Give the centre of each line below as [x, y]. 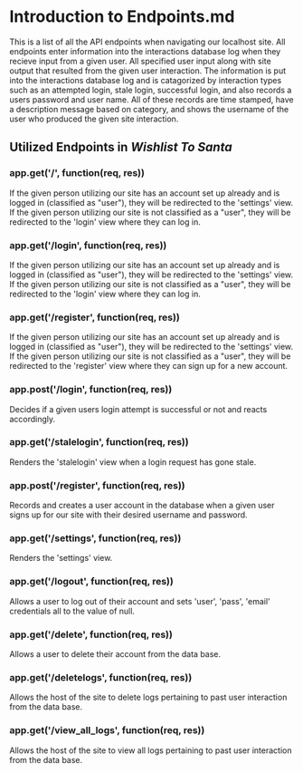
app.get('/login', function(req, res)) [88, 245]
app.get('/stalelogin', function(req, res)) [99, 442]
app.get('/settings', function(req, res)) [95, 538]
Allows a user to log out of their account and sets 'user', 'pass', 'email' [140, 601]
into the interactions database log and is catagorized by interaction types [146, 80]
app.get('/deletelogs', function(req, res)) [101, 677]
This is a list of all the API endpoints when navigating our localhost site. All [147, 42]
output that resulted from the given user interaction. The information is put [148, 71]
